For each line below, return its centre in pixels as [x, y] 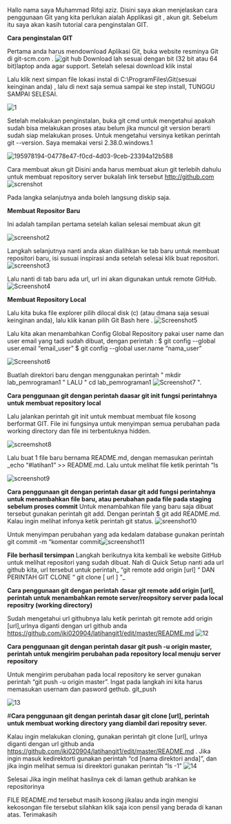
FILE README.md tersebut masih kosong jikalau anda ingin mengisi [103, 800]
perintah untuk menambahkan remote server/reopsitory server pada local [115, 598]
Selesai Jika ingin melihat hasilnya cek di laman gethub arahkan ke [102, 779]
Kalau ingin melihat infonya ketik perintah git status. [80, 521]
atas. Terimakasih [32, 814]
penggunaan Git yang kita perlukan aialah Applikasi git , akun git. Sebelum [112, 17]
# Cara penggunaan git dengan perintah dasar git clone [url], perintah [108, 716]
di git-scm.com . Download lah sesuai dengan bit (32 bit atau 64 [112, 59]
